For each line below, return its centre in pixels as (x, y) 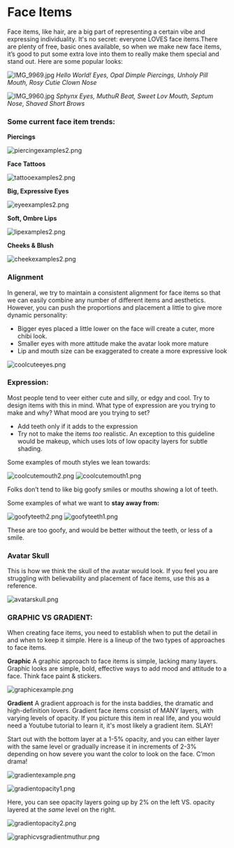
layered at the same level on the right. (62, 809)
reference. (22, 586)
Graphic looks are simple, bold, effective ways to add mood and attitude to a (117, 669)
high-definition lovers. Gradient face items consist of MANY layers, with (110, 711)
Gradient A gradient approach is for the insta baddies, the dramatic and (110, 703)
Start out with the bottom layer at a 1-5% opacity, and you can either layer (114, 739)
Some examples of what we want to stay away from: (83, 502)
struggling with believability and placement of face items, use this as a (108, 578)
